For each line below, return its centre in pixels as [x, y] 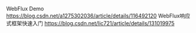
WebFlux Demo [25, 9]
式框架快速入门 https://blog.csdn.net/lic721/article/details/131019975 [91, 23]
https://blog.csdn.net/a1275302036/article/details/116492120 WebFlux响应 [98, 16]
